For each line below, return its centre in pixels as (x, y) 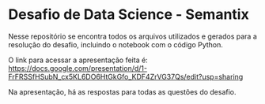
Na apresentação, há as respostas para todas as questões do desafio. (122, 91)
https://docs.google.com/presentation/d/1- (78, 68)
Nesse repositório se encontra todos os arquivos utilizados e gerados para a (132, 36)
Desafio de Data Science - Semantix (129, 15)
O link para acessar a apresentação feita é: (78, 60)
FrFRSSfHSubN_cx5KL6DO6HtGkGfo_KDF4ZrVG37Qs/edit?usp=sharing (126, 76)
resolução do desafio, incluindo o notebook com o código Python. (116, 44)
